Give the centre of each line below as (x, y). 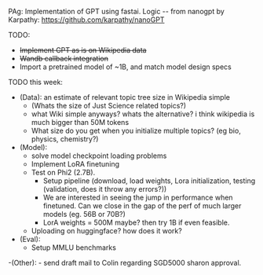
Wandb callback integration (64, 59)
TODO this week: (35, 82)
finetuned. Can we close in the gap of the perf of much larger (142, 206)
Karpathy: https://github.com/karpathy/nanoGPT (86, 20)
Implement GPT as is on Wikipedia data (83, 50)
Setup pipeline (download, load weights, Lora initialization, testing (149, 181)
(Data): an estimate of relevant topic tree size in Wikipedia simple (124, 97)
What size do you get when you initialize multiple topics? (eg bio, (136, 130)
